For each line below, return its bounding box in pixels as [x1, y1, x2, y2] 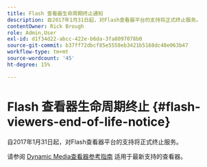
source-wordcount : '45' [7, 55, 75, 62]
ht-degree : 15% [7, 61, 51, 68]
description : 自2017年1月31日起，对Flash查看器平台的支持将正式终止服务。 [7, 16, 202, 23]
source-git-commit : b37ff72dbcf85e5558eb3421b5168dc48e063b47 [7, 42, 188, 49]
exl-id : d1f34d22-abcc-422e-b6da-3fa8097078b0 [7, 36, 143, 43]
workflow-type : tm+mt [7, 49, 69, 56]
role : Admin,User [7, 29, 57, 36]
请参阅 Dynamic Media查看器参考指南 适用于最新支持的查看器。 [7, 152, 187, 160]
